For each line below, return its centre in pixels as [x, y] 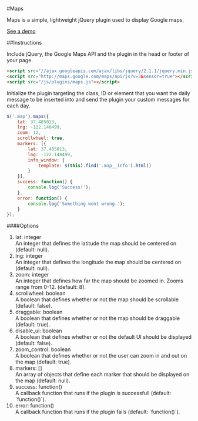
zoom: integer [32, 275]
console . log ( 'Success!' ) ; [60, 187]
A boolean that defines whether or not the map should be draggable [98, 318]
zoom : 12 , [29, 133]
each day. [19, 106]
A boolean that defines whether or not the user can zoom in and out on [101, 356]
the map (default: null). [43, 380]
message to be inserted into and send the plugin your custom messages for [98, 99]
